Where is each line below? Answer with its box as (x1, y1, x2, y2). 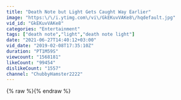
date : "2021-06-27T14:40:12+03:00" (6, 37, 97, 43)
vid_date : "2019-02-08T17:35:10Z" (6, 43, 94, 49)
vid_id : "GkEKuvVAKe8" (6, 20, 64, 26)
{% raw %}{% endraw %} (6, 87, 71, 95)
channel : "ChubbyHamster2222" (6, 71, 83, 77)
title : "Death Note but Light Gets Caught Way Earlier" (6, 8, 151, 15)
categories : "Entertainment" (6, 25, 80, 32)
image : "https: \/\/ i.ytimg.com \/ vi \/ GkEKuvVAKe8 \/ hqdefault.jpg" (6, 15, 176, 21)
